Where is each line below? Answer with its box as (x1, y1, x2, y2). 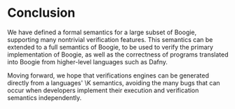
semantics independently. (7, 93, 82, 102)
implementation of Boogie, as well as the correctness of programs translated (7, 50, 229, 59)
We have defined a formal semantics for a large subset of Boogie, (7, 28, 197, 36)
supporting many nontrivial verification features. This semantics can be (7, 35, 213, 43)
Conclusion (7, 5, 76, 21)
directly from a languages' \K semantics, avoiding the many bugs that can (7, 78, 220, 87)
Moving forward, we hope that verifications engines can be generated (7, 71, 209, 80)
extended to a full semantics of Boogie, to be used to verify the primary (7, 43, 214, 51)
